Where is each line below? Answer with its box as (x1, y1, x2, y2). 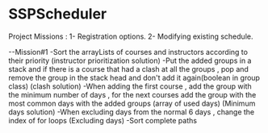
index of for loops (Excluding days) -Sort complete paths (8, 115, 198, 125)
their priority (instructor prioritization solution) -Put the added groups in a (8, 56, 252, 65)
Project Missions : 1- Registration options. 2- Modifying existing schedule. (8, 31, 253, 41)
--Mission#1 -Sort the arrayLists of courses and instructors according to (8, 47, 249, 56)
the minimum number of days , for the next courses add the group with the (8, 89, 257, 99)
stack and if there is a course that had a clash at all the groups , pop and (8, 64, 249, 73)
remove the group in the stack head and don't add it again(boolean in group (8, 73, 261, 82)
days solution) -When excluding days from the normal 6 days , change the (8, 106, 255, 117)
